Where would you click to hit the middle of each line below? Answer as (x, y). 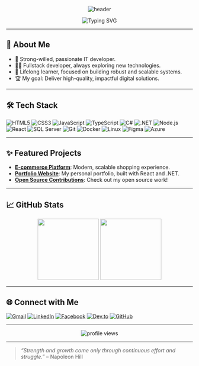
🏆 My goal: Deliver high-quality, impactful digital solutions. (87, 78)
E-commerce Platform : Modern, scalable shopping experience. (92, 167)
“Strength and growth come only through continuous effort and (98, 351)
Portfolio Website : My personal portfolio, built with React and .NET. (97, 174)
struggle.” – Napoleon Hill (52, 357)
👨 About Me (28, 45)
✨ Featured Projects (44, 153)
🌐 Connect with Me (42, 302)
